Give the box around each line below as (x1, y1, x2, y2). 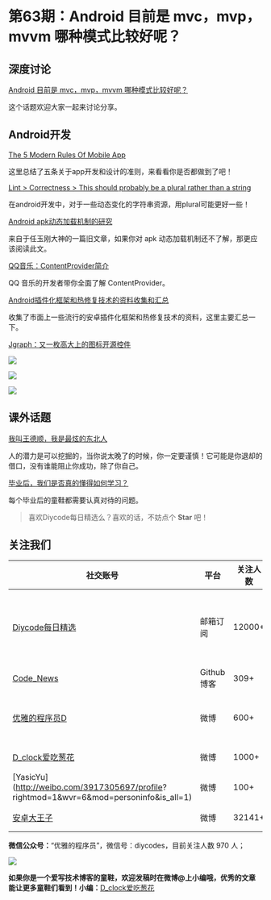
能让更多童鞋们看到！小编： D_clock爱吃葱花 (8, 883, 155, 893)
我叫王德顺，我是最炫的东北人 (8, 433, 107, 444)
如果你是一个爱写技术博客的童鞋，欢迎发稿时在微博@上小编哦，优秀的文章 (8, 873, 256, 883)
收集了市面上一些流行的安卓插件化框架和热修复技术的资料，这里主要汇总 (8, 312, 248, 322)
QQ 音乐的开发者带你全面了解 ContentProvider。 (8, 277, 169, 287)
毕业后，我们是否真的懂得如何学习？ (8, 477, 129, 488)
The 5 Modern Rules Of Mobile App (8, 150, 127, 160)
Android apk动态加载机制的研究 (8, 216, 113, 226)
